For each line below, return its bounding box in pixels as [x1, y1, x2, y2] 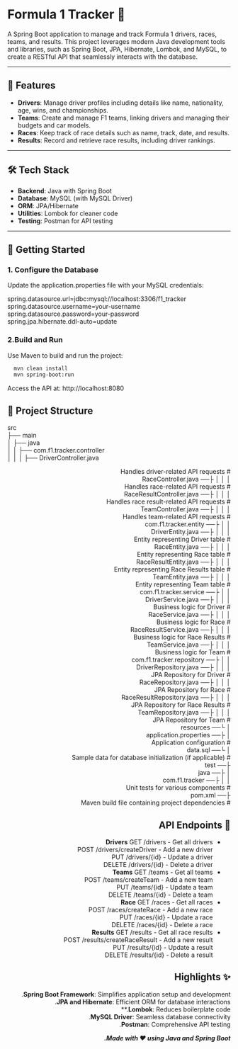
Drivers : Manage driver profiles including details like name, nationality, [17, 98, 225, 107]
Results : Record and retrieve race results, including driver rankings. [17, 136, 215, 144]
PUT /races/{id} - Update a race [119, 913, 213, 922]
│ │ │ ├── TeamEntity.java [152, 573, 231, 582]
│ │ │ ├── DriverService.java [144, 595, 231, 604]
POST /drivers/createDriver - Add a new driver [77, 845, 213, 854]
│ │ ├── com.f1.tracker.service [140, 588, 231, 596]
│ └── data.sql [186, 746, 231, 754]
